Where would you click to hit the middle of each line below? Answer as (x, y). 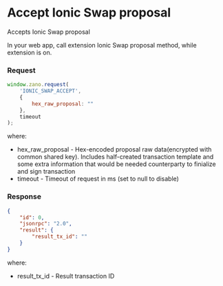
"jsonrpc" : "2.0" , (46, 224)
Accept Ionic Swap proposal (89, 13)
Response (24, 196)
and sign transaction (46, 172)
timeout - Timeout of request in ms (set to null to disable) (98, 179)
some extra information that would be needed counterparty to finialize (116, 164)
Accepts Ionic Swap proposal (49, 32)
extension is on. (30, 52)
